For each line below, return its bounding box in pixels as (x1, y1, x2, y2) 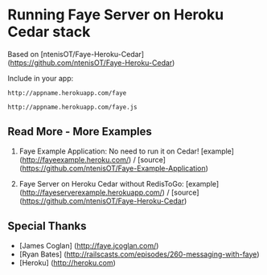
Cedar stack (7, 23, 91, 41)
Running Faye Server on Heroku (7, 6, 224, 24)
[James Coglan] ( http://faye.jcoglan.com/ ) (18, 240, 159, 250)
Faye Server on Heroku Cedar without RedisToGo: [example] (18, 179, 220, 188)
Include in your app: (7, 73, 74, 83)
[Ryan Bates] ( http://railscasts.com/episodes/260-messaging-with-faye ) (18, 249, 260, 259)
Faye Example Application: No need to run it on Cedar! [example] (18, 146, 235, 156)
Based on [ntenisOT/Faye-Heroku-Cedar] (7, 49, 145, 59)
